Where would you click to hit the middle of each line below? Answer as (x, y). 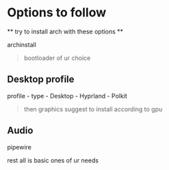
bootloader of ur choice (57, 58)
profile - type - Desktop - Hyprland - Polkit (67, 96)
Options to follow (57, 13)
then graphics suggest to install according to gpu (93, 109)
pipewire (19, 147)
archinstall (22, 44)
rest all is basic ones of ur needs (53, 160)
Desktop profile (41, 80)
